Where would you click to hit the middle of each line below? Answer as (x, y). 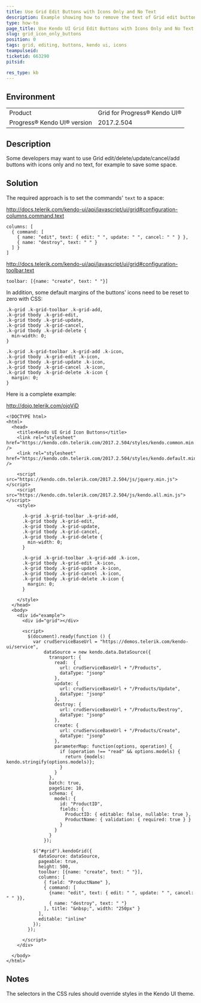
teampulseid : (22, 51)
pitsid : (16, 62)
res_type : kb (22, 72)
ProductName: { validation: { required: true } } (128, 819)
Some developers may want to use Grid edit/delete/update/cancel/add (93, 158)
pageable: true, (58, 861)
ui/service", (22, 647)
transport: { (65, 657)
